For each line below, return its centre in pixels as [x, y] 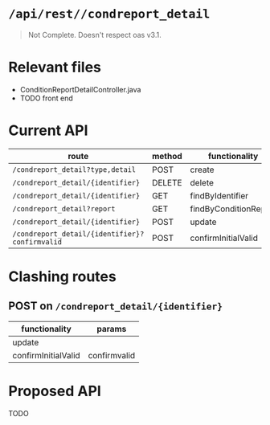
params [112, 329]
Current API [48, 131]
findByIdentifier [219, 195]
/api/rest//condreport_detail [109, 14]
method [167, 156]
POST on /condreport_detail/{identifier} [116, 306]
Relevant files [55, 67]
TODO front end [47, 98]
